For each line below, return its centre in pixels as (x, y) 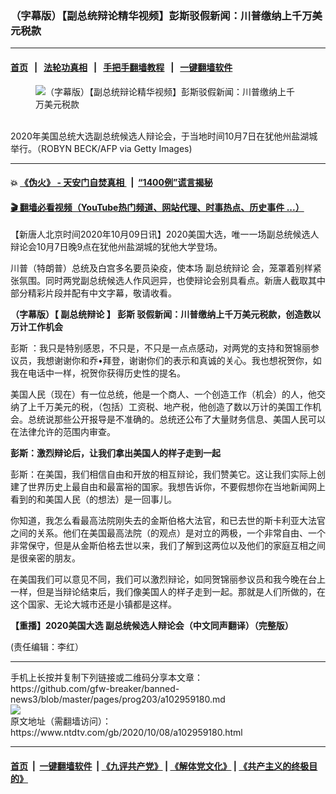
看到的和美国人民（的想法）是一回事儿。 (93, 499)
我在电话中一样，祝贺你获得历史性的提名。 (98, 373)
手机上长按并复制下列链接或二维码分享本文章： (106, 678)
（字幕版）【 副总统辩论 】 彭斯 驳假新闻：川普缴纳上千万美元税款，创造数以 (166, 314)
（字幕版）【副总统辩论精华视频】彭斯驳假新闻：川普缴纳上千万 (161, 15)
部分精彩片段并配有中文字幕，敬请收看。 (93, 293)
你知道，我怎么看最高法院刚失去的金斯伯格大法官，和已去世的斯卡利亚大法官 (168, 521)
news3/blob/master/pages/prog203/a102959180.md (118, 699)
